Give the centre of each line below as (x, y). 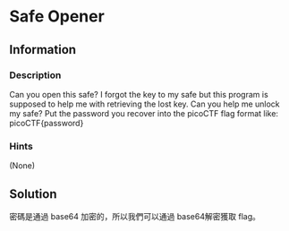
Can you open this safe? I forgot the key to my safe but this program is (139, 94)
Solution (33, 194)
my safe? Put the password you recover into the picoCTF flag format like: (144, 113)
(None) (22, 166)
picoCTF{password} (47, 123)
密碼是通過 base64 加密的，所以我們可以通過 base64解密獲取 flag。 (135, 216)
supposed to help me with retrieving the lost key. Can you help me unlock (144, 104)
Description (35, 75)
